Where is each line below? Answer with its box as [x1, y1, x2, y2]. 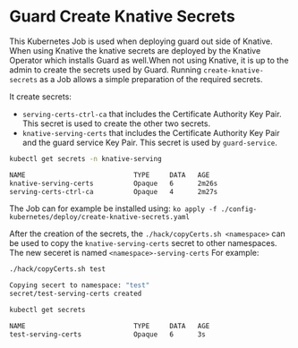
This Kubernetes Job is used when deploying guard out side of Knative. [9, 36, 273, 47]
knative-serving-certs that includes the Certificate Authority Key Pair [21, 127, 280, 138]
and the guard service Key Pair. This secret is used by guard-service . [21, 137, 277, 148]
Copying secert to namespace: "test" [9, 281, 150, 290]
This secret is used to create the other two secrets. [21, 118, 211, 129]
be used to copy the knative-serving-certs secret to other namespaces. [9, 238, 277, 249]
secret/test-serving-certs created [9, 289, 142, 299]
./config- [220, 205, 258, 214]
